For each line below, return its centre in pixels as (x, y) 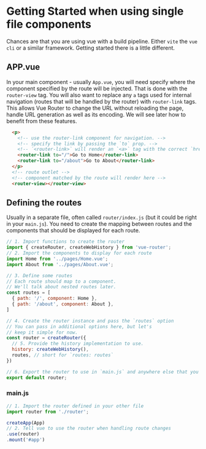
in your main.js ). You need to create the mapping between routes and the (99, 224)
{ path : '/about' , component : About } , (63, 304)
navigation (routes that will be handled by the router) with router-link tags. (102, 101)
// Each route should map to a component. (61, 281)
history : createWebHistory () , (50, 350)
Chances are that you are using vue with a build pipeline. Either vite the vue (102, 41)
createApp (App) (26, 423)
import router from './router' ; (48, 412)
